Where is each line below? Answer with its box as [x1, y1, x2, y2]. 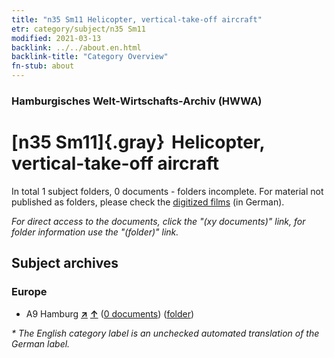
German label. [11, 337, 71, 350]
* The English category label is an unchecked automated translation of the [11, 327, 320, 339]
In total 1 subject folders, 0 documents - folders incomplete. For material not [11, 185, 324, 197]
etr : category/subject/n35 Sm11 [11, 24, 146, 34]
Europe [11, 285, 48, 299]
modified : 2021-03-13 [11, 33, 102, 43]
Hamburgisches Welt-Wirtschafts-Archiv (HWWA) [11, 94, 263, 108]
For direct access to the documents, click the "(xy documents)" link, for [11, 215, 306, 227]
